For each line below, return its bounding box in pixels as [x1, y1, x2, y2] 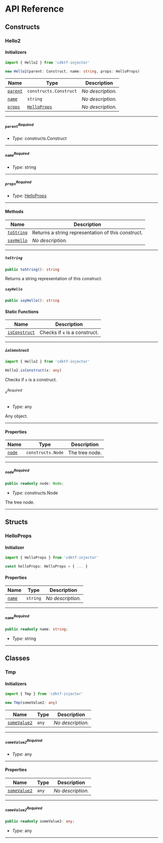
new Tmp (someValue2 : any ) [5, 700, 57, 705]
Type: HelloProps [12, 193, 47, 199]
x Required [5, 388, 23, 394]
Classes [5, 654, 30, 662]
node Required [5, 468, 30, 474]
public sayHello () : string [5, 298, 60, 303]
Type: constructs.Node [12, 489, 58, 496]
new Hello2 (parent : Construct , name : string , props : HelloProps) [5, 69, 140, 74]
